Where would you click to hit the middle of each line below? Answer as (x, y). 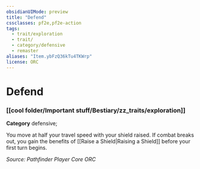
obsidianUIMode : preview (37, 12)
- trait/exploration (37, 34)
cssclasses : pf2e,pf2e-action (44, 23)
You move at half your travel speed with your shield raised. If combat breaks (100, 135)
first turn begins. (27, 147)
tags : (13, 28)
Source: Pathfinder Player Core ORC (51, 159)
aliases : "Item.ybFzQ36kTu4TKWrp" (49, 56)
